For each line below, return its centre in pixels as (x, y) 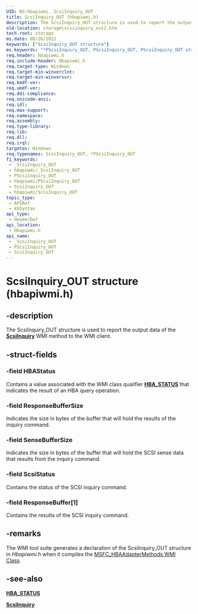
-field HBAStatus (31, 371)
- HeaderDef (23, 220)
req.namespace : (25, 115)
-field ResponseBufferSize (45, 406)
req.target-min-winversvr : (39, 77)
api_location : (24, 225)
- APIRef (19, 203)
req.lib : (17, 132)
